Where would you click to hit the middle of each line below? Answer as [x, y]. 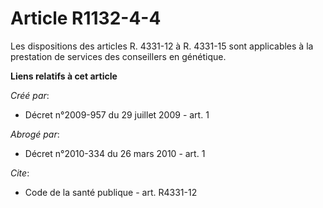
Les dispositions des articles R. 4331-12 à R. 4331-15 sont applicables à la [162, 46]
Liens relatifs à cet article [64, 76]
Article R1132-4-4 [86, 18]
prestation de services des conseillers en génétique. [118, 56]
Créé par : [30, 95]
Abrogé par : [35, 134]
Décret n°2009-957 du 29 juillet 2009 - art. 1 [117, 114]
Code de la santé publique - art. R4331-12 [111, 192]
